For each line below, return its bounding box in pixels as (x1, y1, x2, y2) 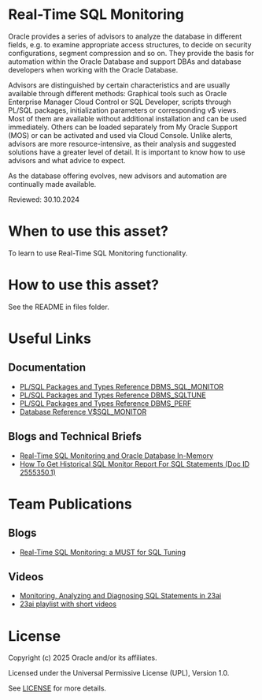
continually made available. (8, 179, 97, 188)
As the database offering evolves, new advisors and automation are (8, 171, 227, 181)
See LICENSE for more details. (8, 683, 107, 693)
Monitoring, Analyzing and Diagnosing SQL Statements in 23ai (19, 591, 222, 601)
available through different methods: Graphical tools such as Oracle (8, 88, 227, 98)
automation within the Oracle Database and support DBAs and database (8, 57, 242, 66)
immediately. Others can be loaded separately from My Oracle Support (8, 122, 238, 132)
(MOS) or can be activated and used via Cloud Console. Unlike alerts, (8, 130, 234, 140)
